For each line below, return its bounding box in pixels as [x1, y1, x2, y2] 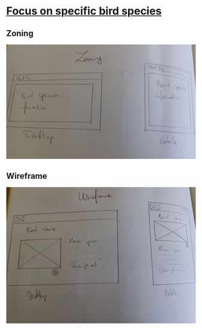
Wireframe [6, 170, 47, 181]
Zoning [6, 28, 34, 39]
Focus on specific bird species [6, 4, 162, 18]
